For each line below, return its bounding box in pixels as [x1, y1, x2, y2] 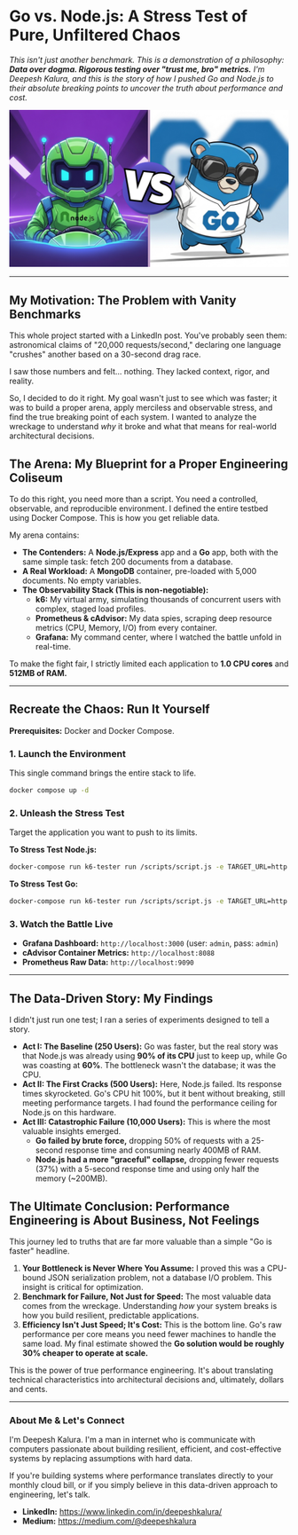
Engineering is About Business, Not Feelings [9, 1213, 260, 1228]
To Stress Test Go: [9, 878, 78, 889]
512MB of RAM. [9, 668, 68, 679]
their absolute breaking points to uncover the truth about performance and [9, 83, 284, 93]
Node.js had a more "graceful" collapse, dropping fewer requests [35, 1154, 279, 1165]
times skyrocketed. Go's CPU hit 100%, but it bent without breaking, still [21, 1089, 286, 1099]
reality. [9, 375, 35, 387]
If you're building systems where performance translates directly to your [9, 1470, 273, 1481]
